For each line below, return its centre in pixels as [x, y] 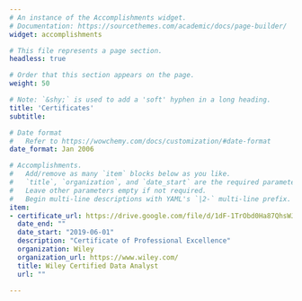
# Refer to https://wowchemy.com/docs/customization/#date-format [140, 141]
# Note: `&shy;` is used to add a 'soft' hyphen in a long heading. [140, 100]
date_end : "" [42, 224]
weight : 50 [30, 84]
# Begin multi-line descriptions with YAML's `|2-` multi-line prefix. [151, 199]
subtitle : [28, 116]
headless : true [38, 59]
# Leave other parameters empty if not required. [108, 190]
